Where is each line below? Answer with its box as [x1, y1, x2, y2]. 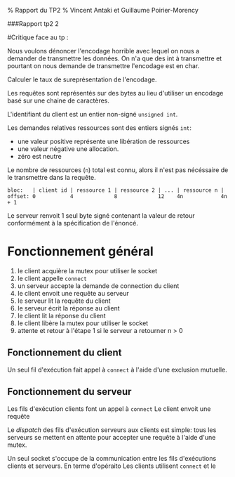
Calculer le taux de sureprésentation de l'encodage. [7, 75, 157, 84]
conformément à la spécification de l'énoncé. [7, 219, 138, 227]
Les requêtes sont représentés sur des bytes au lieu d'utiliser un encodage [7, 89, 224, 97]
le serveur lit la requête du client [17, 296, 111, 305]
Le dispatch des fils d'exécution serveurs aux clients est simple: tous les [7, 425, 217, 434]
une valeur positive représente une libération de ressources [17, 137, 190, 145]
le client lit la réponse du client [17, 311, 107, 320]
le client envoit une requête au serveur [17, 289, 129, 297]
